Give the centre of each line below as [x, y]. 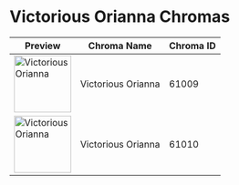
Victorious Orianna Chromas [120, 17]
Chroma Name [120, 46]
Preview [42, 46]
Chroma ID [192, 46]
